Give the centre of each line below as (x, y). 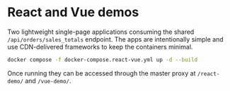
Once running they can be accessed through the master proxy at (102, 73)
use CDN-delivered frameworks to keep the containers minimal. (100, 47)
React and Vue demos (73, 12)
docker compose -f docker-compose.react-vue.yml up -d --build (103, 60)
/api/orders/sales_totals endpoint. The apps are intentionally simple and (116, 39)
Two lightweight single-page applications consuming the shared (101, 32)
